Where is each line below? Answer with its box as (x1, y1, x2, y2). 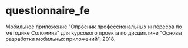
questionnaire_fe (5, 4, 90, 17)
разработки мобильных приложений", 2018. (5, 35, 116, 42)
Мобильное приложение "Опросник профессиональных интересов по (5, 23, 183, 30)
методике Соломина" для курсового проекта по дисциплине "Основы (5, 29, 183, 36)
